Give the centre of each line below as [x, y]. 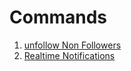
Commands [58, 17]
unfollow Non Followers [72, 45]
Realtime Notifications [69, 55]
